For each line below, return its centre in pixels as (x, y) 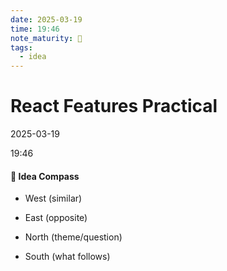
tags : (21, 47)
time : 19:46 (35, 29)
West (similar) (53, 198)
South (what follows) (67, 257)
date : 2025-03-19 (46, 19)
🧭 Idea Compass (45, 176)
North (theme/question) (73, 237)
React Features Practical (114, 106)
